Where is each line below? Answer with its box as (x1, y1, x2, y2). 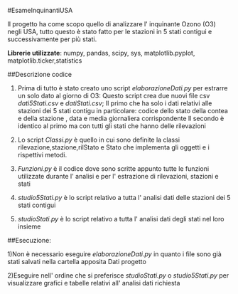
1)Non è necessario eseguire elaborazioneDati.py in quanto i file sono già (7, 250, 222, 258)
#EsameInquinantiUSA (7, 6, 73, 14)
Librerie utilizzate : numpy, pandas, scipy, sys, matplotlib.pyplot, (7, 49, 195, 57)
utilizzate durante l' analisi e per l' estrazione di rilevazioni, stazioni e (17, 172, 219, 180)
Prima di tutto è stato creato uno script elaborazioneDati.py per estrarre (17, 84, 228, 92)
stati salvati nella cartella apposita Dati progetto (7, 258, 147, 266)
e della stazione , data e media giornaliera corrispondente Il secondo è (17, 114, 225, 122)
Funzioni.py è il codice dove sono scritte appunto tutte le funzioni (17, 164, 210, 173)
